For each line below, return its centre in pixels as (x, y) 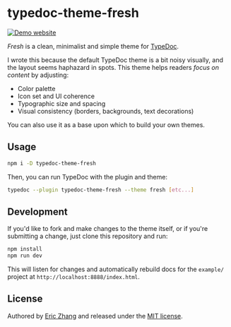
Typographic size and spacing (61, 103)
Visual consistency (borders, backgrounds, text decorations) (106, 111)
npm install (25, 249)
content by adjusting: (38, 75)
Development (38, 212)
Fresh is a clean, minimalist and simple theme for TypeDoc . (93, 46)
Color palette (36, 88)
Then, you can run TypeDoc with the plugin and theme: (88, 177)
